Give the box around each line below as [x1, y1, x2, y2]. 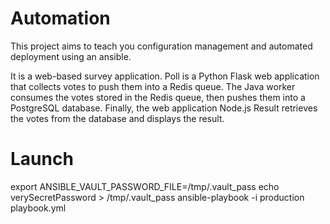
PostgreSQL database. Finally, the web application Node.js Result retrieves [10, 102, 318, 114]
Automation [10, 7, 111, 30]
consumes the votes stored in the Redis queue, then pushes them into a [10, 91, 306, 103]
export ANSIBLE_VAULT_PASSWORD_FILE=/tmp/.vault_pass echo [10, 180, 280, 192]
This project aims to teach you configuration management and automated [10, 40, 313, 52]
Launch [10, 148, 74, 171]
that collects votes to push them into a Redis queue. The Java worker [10, 80, 296, 92]
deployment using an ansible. [10, 50, 132, 62]
